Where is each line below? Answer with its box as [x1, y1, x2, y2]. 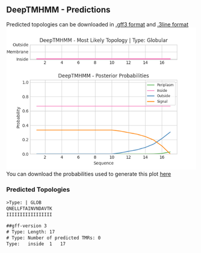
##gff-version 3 [6, 223, 47, 229]
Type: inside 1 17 [6, 241, 66, 247]
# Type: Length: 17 [6, 229, 55, 235]
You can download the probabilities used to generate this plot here [6, 170, 172, 177]
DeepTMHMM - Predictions [6, 5, 111, 15]
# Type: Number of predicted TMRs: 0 [6, 235, 101, 241]
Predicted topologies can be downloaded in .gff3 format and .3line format [6, 20, 189, 28]
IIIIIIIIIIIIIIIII [6, 212, 52, 218]
